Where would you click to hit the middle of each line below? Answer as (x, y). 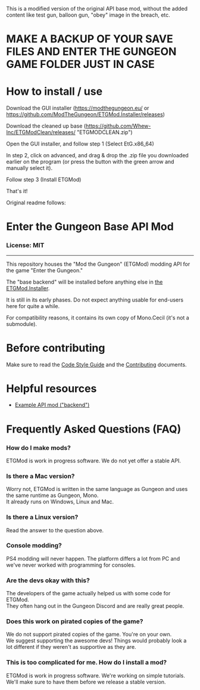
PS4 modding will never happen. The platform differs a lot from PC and (93, 558)
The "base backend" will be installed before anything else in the (85, 282)
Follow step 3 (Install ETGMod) (44, 180)
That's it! (17, 191)
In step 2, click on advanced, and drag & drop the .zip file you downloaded (97, 156)
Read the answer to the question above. (55, 530)
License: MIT (25, 245)
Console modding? (34, 546)
